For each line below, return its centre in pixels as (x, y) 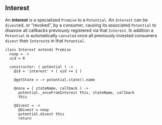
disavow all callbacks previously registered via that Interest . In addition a (79, 30)
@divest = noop (34, 110)
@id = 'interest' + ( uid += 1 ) (48, 71)
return (25, 118)
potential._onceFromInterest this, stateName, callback (76, 93)
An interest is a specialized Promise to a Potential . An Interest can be (77, 20)
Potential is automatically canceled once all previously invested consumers (81, 35)
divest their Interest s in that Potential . (45, 41)
